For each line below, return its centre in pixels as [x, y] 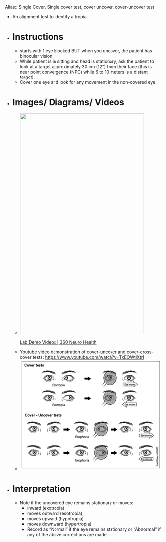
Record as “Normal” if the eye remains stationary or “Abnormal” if [94, 529]
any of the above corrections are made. [67, 534]
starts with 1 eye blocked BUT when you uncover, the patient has [86, 50]
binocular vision [36, 56]
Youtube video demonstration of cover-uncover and [73, 352]
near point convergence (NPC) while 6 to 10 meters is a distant [83, 72]
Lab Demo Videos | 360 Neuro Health [58, 342]
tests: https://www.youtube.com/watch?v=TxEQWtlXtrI [88, 357]
